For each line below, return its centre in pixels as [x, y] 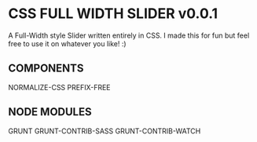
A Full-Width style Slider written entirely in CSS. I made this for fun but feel [129, 35]
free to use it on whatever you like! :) [68, 43]
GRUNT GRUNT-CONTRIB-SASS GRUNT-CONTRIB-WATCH [105, 131]
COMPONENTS [46, 69]
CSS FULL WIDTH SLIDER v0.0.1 [113, 14]
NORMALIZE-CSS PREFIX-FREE [60, 87]
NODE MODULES [50, 112]
